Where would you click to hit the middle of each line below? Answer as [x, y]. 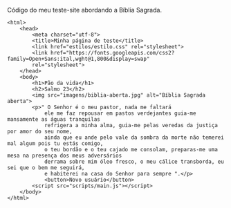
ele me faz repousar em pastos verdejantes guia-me [120, 113]
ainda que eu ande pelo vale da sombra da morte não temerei [134, 138]
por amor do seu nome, [40, 131]
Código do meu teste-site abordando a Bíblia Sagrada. [85, 10]
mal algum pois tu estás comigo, [55, 144]
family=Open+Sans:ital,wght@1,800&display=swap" [78, 59]
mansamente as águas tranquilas [54, 120]
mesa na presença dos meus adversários [65, 155]
